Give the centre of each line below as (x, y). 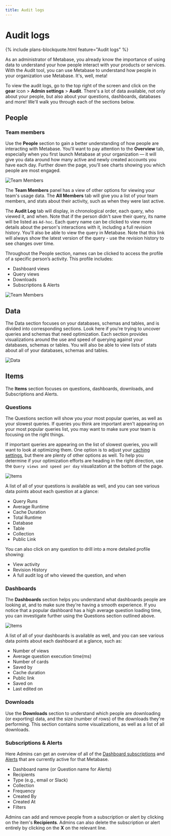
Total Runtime (27, 518)
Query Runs (25, 501)
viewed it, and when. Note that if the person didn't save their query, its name (86, 216)
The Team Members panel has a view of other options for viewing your (80, 190)
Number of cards (31, 662)
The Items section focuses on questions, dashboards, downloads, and (79, 388)
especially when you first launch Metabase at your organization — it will (81, 154)
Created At (24, 802)
